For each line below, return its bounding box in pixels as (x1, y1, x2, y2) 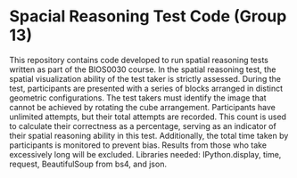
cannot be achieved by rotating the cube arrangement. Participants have (9, 101, 276, 112)
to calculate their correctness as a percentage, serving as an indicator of (9, 120, 276, 131)
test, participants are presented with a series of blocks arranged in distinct (9, 83, 284, 93)
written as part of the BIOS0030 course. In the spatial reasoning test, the (9, 64, 276, 75)
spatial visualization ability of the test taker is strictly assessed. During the (9, 73, 281, 84)
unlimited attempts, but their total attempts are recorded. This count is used (9, 111, 287, 122)
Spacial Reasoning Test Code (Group (9, 6, 287, 27)
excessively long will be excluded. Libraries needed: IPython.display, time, (9, 149, 282, 159)
